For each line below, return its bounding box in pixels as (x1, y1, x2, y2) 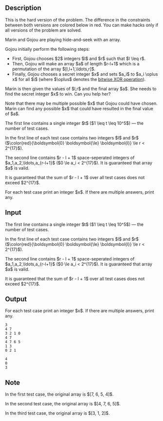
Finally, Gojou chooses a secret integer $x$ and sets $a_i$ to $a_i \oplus (12, 71, 158, 77)
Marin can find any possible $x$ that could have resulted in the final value (5, 105, 153, 111)
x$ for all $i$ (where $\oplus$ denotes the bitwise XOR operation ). (12, 76, 146, 82)
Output (5, 295, 27, 303)
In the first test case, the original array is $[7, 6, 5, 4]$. (5, 391, 114, 397)
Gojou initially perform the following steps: (5, 46, 90, 52)
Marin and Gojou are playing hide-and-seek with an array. (5, 37, 121, 42)
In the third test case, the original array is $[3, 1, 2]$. (5, 410, 110, 416)
